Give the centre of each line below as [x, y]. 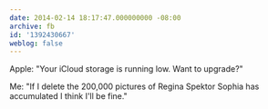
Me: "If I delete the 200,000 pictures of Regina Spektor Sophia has [134, 86]
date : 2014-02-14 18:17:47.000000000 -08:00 [95, 18]
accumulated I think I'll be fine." [68, 96]
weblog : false [36, 43]
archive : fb [32, 26]
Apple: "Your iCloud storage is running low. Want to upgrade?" [126, 69]
